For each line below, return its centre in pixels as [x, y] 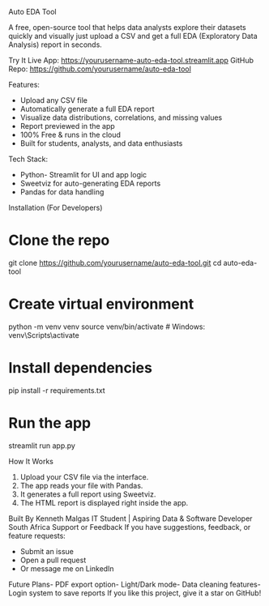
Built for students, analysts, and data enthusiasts [101, 143]
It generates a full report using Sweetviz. [88, 494]
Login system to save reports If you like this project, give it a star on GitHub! [135, 593]
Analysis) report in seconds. [56, 45]
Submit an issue [47, 551]
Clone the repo [59, 240]
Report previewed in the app [67, 126]
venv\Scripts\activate [44, 335]
